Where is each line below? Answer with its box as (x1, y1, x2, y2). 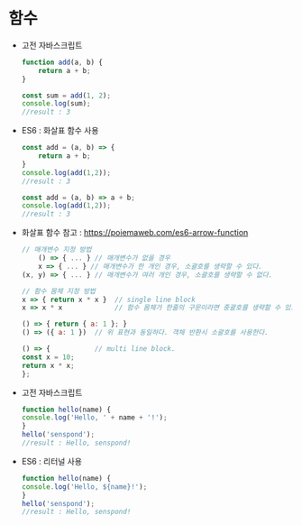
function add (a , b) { (21, 58, 104, 67)
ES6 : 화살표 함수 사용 (21, 125, 99, 136)
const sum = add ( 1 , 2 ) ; (21, 91, 112, 100)
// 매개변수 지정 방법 (21, 245, 92, 254)
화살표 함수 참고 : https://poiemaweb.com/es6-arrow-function (21, 227, 249, 238)
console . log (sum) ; (21, 99, 91, 108)
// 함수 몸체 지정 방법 (21, 286, 96, 296)
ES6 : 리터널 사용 (21, 456, 83, 466)
